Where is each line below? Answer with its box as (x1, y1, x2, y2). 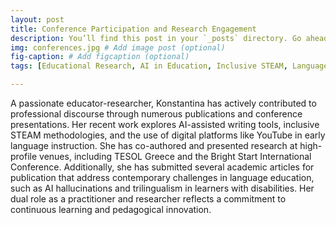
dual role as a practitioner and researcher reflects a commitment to (10, 193, 287, 205)
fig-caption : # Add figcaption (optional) (10, 52, 190, 62)
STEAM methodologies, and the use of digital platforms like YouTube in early (10, 129, 326, 141)
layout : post (10, 14, 65, 25)
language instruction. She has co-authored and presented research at (10, 140, 298, 151)
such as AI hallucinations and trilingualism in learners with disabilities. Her (10, 182, 315, 194)
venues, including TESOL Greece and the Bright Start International (39, 151, 312, 162)
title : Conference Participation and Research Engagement (10, 24, 257, 34)
